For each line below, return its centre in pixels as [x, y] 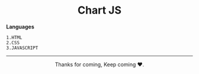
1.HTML [14, 37]
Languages [20, 27]
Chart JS [99, 10]
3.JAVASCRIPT [22, 48]
